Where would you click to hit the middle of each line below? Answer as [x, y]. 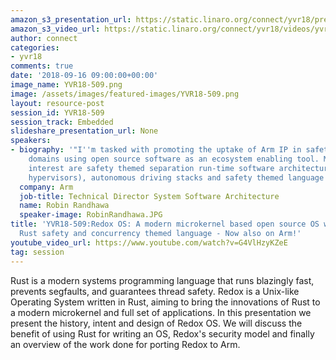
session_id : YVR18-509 [57, 112]
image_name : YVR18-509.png [66, 85]
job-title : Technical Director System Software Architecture [149, 196]
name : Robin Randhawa [64, 206]
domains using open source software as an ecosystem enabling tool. [174, 159]
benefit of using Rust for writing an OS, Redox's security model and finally [162, 333]
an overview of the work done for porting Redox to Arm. [125, 344]
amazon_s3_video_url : [55, 29]
